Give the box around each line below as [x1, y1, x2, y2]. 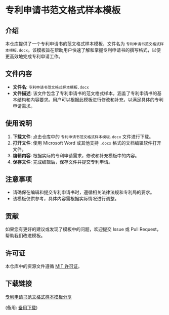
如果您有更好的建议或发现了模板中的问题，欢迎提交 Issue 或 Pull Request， [5, 226, 161, 233]
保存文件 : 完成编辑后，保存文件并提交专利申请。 [12, 159, 113, 165]
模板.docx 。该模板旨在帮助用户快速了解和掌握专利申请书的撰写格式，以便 [9, 47, 161, 53]
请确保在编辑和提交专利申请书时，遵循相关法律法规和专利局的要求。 [12, 189, 155, 195]
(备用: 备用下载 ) [5, 304, 38, 310]
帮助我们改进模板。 [5, 233, 46, 239]
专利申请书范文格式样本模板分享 [5, 294, 72, 300]
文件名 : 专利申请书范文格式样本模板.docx [12, 84, 90, 90]
